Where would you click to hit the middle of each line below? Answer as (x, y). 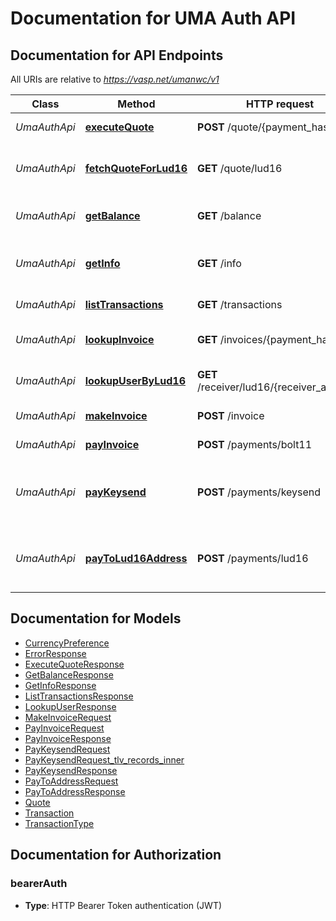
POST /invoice (231, 415)
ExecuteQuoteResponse (74, 664)
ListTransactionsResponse (79, 696)
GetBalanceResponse (69, 674)
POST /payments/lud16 (253, 558)
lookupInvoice (119, 339)
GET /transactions (240, 304)
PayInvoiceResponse (68, 738)
